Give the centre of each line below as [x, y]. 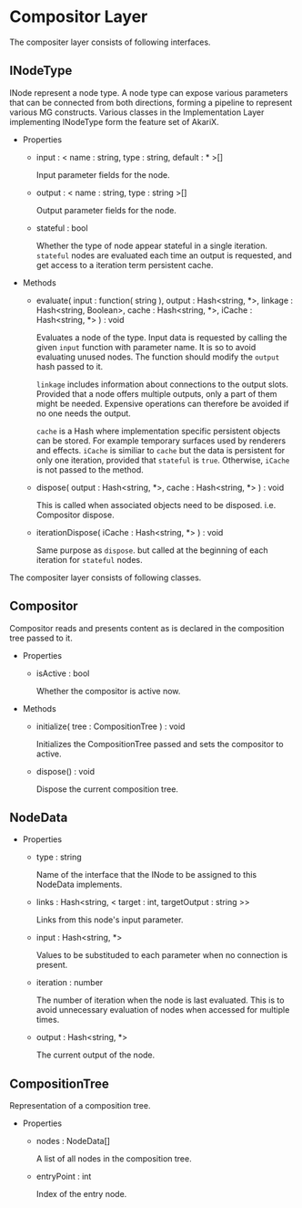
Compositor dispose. [75, 515]
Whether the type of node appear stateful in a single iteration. [152, 245]
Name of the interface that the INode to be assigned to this [146, 875]
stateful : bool [62, 228]
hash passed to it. [70, 366]
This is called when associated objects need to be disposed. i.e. [156, 505]
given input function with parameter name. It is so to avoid [146, 347]
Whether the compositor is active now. [108, 691]
